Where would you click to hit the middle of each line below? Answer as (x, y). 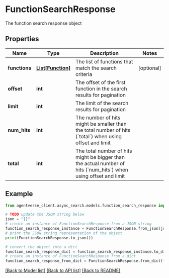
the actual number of (100, 163)
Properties (22, 39)
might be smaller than (101, 124)
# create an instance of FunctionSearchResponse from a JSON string (78, 224)
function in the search (101, 88)
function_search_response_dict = (40, 252)
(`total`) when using (99, 136)
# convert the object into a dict (41, 247)
